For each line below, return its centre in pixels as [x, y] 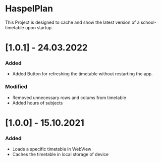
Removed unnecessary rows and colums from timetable [69, 98]
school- [148, 22]
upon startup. [39, 27]
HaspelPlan [29, 9]
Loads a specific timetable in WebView [52, 149]
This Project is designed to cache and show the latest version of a [72, 22]
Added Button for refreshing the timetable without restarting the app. [82, 74]
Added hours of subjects [37, 103]
